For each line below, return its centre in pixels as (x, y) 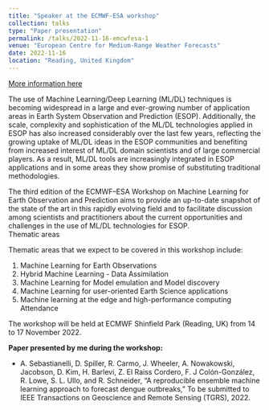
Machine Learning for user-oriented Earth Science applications (124, 291)
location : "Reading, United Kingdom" (71, 61)
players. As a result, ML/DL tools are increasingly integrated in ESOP (121, 158)
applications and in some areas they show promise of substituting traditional (134, 167)
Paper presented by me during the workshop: (86, 347)
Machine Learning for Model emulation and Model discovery (120, 282)
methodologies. (34, 176)
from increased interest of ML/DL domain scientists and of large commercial (134, 150)
